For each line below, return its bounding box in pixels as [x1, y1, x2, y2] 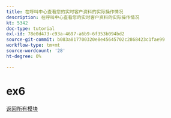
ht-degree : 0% [6, 53, 42, 59]
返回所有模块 [6, 105, 38, 112]
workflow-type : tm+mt [6, 43, 61, 49]
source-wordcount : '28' [6, 48, 66, 54]
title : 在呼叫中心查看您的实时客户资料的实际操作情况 [6, 8, 124, 15]
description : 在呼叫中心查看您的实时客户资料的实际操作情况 [6, 14, 140, 20]
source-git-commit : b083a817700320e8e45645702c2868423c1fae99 [6, 37, 165, 43]
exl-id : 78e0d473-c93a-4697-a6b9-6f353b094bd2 [6, 31, 125, 37]
